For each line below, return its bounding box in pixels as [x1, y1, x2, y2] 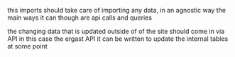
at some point [7, 42, 48, 50]
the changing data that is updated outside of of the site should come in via [7, 27, 225, 35]
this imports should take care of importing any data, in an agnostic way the [7, 6, 226, 14]
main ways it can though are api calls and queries [7, 13, 153, 22]
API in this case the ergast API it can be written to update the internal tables [7, 34, 229, 43]
